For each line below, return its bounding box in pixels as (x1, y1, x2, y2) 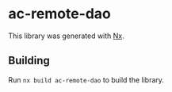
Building (8, 54, 50, 67)
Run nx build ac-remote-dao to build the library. (8, 75, 165, 84)
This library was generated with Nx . (8, 31, 124, 40)
